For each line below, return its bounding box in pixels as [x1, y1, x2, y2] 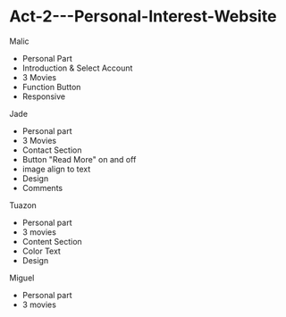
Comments [21, 182, 63, 193]
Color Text [21, 246, 61, 256]
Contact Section [21, 145, 82, 155]
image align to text [21, 163, 91, 174]
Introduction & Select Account [21, 63, 133, 73]
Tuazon [9, 199, 38, 211]
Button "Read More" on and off [21, 154, 137, 164]
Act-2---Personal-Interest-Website [9, 6, 277, 27]
